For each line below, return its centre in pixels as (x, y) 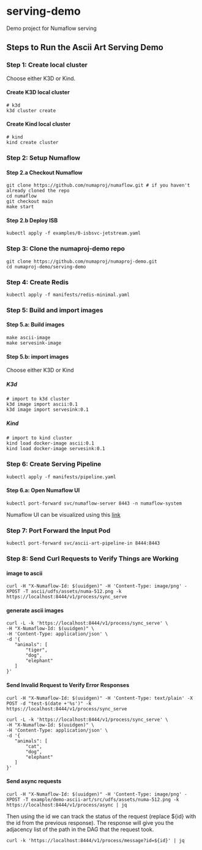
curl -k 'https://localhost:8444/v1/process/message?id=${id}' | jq (95, 840)
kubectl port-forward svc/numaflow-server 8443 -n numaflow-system (94, 503)
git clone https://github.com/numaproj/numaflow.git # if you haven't (98, 186)
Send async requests (34, 781)
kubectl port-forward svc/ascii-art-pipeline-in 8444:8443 (83, 543)
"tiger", (36, 650)
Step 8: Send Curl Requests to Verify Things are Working (92, 559)
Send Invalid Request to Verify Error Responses (68, 685)
